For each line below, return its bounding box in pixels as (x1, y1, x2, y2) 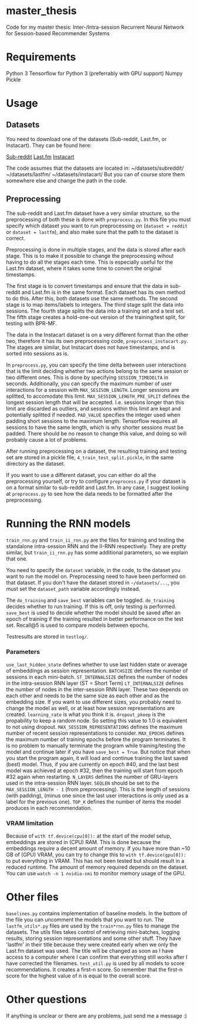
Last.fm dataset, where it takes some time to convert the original (6, 264, 162, 271)
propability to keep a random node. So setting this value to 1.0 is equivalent (6, 717, 188, 724)
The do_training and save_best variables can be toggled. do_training (6, 596, 175, 603)
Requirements (6, 51, 76, 64)
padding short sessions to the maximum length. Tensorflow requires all (6, 417, 178, 424)
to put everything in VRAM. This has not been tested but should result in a (6, 858, 185, 865)
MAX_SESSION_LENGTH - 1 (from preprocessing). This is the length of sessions (6, 785, 191, 792)
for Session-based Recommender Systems (6, 29, 110, 36)
